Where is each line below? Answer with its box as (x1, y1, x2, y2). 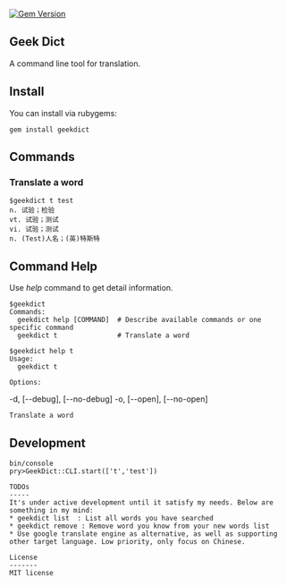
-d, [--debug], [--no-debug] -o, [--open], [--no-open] (9, 394, 208, 404)
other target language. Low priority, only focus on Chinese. (9, 537, 246, 546)
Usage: (9, 354, 34, 364)
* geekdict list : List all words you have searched (9, 513, 214, 522)
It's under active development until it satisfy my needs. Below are (9, 497, 274, 507)
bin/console (9, 459, 54, 468)
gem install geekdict (9, 125, 90, 134)
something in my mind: (9, 505, 94, 514)
